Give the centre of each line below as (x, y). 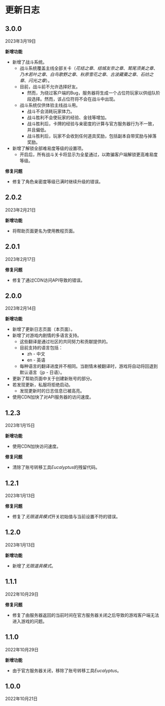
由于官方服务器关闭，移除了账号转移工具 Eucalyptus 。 (67, 671)
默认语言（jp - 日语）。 (42, 372)
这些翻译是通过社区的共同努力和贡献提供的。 (65, 342)
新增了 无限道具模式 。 (34, 565)
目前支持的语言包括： (41, 348)
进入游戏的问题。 (30, 621)
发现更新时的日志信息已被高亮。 (52, 391)
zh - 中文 (36, 354)
